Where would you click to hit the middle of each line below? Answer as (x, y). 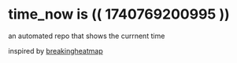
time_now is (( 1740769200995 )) (119, 14)
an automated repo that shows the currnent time (87, 36)
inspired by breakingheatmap (56, 51)
